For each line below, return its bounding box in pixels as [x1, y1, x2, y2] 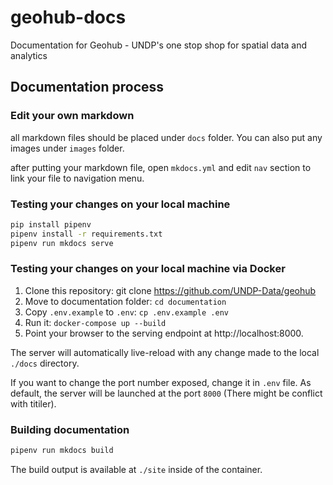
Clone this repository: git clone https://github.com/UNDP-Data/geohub [24, 284, 317, 296]
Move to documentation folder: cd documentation [24, 295, 227, 307]
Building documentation [10, 422, 130, 436]
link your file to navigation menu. [10, 172, 145, 184]
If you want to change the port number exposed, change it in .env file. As [10, 376, 312, 388]
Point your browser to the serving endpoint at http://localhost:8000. [24, 327, 304, 339]
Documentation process [10, 79, 165, 96]
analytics [10, 49, 48, 61]
